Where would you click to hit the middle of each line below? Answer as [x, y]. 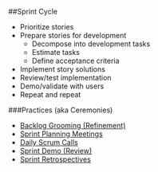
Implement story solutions [63, 69]
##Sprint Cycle [33, 12]
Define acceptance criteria [75, 61]
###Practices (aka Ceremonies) [61, 110]
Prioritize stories [47, 27]
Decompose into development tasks [91, 44]
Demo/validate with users [62, 86]
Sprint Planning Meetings [61, 134]
